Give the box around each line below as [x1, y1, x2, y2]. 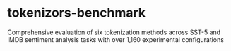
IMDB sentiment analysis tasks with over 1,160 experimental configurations [7, 35, 225, 43]
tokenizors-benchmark [7, 5, 146, 21]
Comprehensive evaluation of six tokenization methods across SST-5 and [7, 28, 221, 36]
